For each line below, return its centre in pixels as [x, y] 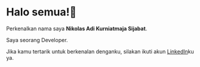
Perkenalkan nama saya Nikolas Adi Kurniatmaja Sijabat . [77, 28]
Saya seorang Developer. [37, 40]
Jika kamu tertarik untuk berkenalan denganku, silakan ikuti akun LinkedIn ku [100, 51]
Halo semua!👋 [41, 12]
